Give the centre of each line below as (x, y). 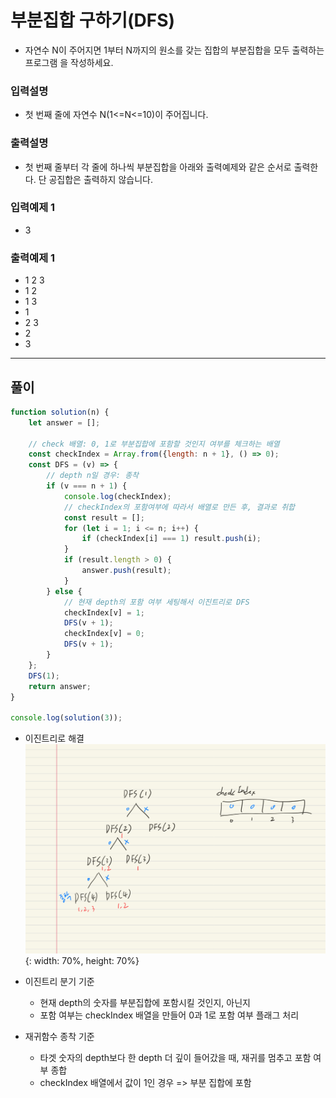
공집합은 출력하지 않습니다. (100, 179)
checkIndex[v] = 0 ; (104, 634)
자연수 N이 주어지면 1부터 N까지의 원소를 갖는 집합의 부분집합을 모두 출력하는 (174, 50)
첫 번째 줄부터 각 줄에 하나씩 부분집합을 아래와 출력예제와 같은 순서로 (158, 167)
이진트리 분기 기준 (59, 981)
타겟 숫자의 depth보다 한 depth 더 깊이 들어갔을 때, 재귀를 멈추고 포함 (175, 1057)
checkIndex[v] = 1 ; (104, 612)
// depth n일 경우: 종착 (93, 476)
